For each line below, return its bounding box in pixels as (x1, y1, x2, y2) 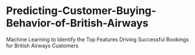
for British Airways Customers (6, 42, 79, 49)
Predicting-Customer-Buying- (6, 4, 157, 18)
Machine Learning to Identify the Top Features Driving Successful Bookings (6, 36, 189, 43)
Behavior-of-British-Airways (6, 16, 149, 30)
